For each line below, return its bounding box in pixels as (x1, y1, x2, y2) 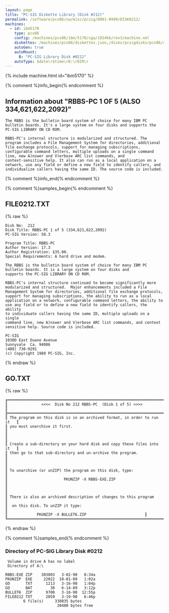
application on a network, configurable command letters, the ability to (5, 298, 163, 303)
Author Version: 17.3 (5, 245, 51, 250)
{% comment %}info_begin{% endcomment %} (5, 83, 104, 89)
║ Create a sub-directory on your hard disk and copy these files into (5, 441, 158, 446)
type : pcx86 (14, 31, 39, 36)
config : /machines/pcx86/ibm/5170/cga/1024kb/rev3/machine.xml (14, 36, 150, 41)
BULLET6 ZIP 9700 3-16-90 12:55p (5, 590, 96, 595)
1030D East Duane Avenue (5, 337, 57, 343)
